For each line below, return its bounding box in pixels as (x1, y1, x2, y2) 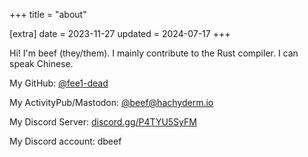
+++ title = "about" (9, 9, 87, 20)
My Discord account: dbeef (9, 135, 122, 147)
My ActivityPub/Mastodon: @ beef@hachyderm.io (9, 97, 214, 108)
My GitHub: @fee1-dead (9, 77, 109, 89)
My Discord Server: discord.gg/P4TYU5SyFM (9, 116, 197, 128)
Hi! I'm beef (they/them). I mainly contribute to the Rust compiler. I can (9, 47, 299, 59)
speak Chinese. (9, 58, 74, 69)
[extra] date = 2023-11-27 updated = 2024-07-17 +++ (9, 28, 231, 39)
